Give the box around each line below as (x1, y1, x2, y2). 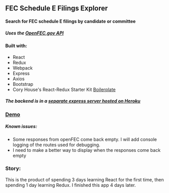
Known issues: (5, 123, 38, 130)
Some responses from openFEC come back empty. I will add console (12, 136, 157, 142)
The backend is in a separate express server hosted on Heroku (5, 98, 141, 104)
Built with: (5, 43, 27, 49)
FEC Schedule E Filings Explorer (5, 4, 108, 13)
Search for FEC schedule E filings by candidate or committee (5, 18, 136, 24)
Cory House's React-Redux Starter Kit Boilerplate (12, 86, 116, 92)
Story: (5, 165, 21, 172)
